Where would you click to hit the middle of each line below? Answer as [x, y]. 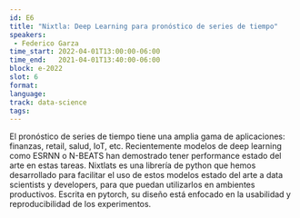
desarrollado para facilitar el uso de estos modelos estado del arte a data [146, 175]
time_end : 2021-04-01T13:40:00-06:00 [85, 60]
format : [24, 85]
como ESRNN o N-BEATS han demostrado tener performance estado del [145, 156]
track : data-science [49, 102]
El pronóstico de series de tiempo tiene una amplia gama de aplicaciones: [147, 136]
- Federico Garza [46, 43]
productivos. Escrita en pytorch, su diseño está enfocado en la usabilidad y [150, 194]
